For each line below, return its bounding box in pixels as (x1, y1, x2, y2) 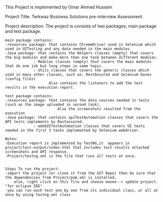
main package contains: (5, 38, 54, 43)
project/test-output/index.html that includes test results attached (5, 145, 150, 150)
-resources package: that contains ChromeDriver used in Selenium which (5, 42, 156, 47)
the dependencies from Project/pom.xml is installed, (5, 175, 117, 180)
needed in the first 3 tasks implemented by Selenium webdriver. (5, 128, 141, 133)
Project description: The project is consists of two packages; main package (5, 23, 157, 29)
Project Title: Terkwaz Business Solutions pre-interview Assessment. (5, 14, 143, 19)
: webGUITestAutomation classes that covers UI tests (33, 124, 145, 128)
